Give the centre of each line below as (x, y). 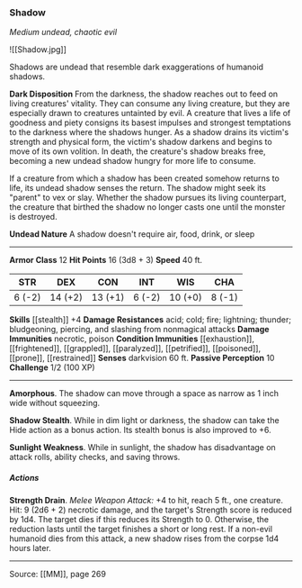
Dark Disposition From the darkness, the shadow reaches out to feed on (144, 94)
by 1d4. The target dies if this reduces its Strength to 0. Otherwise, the (139, 520)
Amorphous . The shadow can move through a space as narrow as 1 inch (144, 394)
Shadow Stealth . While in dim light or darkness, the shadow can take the (145, 421)
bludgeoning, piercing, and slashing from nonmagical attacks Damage (139, 330)
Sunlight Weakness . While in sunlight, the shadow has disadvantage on (142, 448)
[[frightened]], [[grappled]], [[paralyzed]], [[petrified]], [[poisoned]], (135, 348)
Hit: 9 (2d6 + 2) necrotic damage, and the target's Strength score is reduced (151, 510)
